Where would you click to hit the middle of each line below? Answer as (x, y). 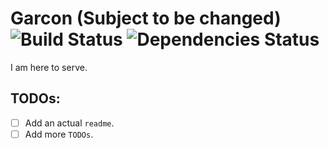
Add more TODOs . (59, 134)
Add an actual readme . (69, 123)
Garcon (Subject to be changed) (146, 18)
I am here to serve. (49, 67)
